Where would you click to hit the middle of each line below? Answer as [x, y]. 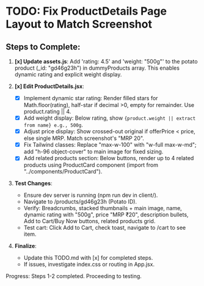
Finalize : [26, 246]
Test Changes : [33, 183]
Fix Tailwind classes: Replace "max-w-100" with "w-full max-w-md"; [110, 145]
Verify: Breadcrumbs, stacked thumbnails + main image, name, [103, 208]
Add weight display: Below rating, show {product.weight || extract [110, 118]
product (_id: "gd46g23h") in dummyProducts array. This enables [97, 68]
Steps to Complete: [43, 47]
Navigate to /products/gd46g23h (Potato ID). [80, 202]
